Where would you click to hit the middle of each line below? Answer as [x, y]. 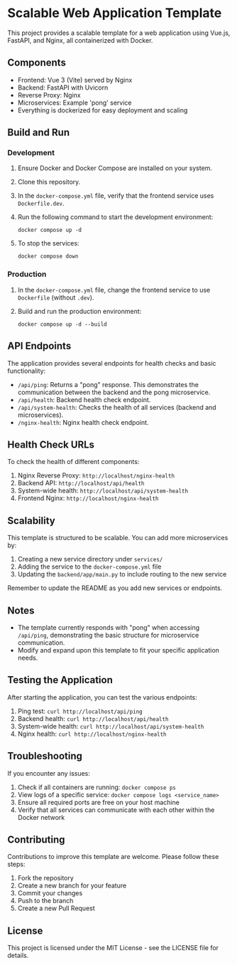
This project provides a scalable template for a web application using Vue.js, [119, 33]
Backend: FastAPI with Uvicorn [63, 88]
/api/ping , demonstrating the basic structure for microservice [108, 635]
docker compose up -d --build [62, 324]
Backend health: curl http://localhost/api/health [93, 718]
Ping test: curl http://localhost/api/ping [80, 711]
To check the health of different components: [73, 462]
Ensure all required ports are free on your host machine [98, 802]
